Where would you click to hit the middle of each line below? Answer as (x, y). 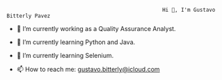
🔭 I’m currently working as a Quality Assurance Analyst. (96, 29)
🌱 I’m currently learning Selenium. (65, 56)
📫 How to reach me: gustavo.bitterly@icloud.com (88, 69)
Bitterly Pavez (29, 16)
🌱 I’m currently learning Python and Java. (76, 42)
